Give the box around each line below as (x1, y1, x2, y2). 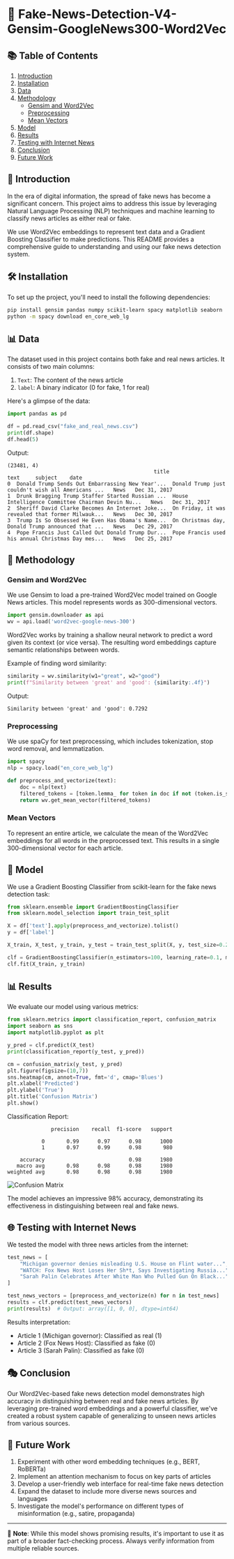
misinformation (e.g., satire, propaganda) (17, 1509, 135, 1518)
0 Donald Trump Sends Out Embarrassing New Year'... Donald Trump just (7, 480, 226, 487)
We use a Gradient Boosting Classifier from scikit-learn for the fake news (7, 882, 217, 891)
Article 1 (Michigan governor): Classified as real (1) (17, 1331, 162, 1339)
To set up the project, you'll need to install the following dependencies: (7, 293, 210, 301)
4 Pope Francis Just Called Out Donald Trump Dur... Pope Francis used (7, 529, 226, 536)
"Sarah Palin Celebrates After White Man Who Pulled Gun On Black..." (19, 1273, 229, 1280)
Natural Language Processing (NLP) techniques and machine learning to (7, 206, 215, 215)
